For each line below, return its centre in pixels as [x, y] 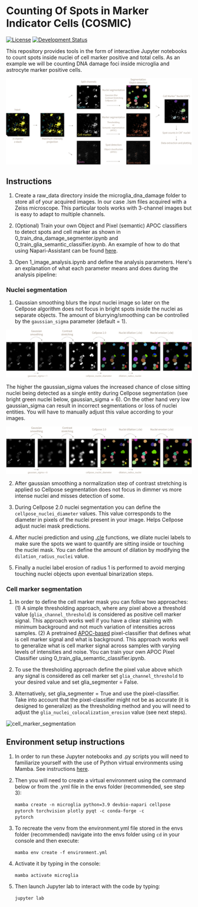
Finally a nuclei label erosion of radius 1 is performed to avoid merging [100, 567]
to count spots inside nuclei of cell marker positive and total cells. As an [93, 57]
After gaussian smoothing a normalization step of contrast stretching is [101, 483]
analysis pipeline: [36, 274]
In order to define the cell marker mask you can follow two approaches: [101, 602]
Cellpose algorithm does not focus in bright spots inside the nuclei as [99, 309]
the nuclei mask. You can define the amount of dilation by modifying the [102, 550]
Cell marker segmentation [44, 589]
